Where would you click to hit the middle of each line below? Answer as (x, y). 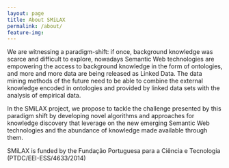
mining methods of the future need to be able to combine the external (105, 81)
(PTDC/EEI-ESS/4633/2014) (47, 158)
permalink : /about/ (35, 26)
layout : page (26, 13)
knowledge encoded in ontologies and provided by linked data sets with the (113, 88)
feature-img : (26, 32)
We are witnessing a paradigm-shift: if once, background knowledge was (110, 52)
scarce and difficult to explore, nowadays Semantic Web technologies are (111, 59)
